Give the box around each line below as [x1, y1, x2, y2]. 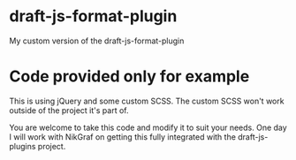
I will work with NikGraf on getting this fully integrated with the [9, 131, 237, 142]
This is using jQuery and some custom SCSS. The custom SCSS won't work [9, 95, 285, 106]
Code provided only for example [9, 66, 250, 87]
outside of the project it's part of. [9, 104, 130, 116]
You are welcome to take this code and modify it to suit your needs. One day [9, 122, 287, 133]
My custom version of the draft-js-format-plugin [9, 35, 185, 46]
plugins [9, 141, 36, 151]
